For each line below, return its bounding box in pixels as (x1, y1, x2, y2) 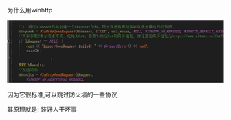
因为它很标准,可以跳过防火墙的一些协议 (7, 90, 118, 99)
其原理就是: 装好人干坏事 (7, 106, 77, 114)
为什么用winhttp (7, 6, 53, 14)
